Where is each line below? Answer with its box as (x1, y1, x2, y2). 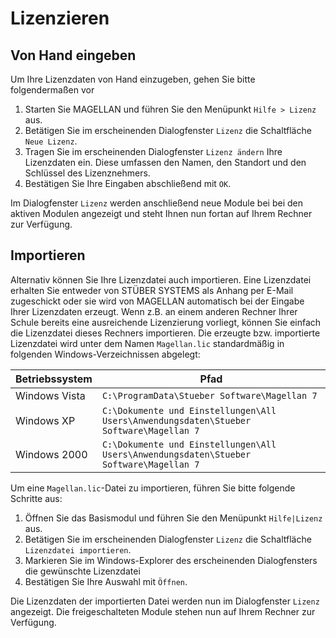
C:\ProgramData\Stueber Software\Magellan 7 (101, 390, 318, 401)
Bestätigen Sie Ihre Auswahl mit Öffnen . (24, 575, 188, 587)
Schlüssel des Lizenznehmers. (24, 167, 151, 179)
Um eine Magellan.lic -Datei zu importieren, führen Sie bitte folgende (10, 482, 296, 494)
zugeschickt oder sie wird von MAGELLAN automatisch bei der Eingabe (10, 295, 305, 307)
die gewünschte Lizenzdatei (24, 565, 141, 577)
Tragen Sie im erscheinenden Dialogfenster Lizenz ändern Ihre (24, 146, 283, 157)
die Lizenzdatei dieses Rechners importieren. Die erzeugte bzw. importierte (10, 327, 321, 339)
